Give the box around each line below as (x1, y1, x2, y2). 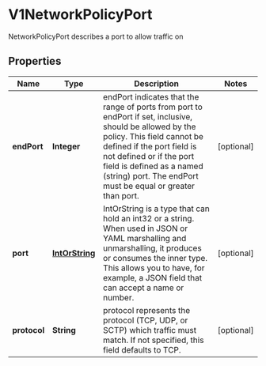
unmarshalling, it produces (102, 243, 202, 254)
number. (102, 292, 135, 303)
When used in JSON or (102, 223, 188, 234)
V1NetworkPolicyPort (8, 6, 153, 24)
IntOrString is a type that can (102, 203, 210, 214)
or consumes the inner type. (102, 252, 208, 263)
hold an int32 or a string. (102, 213, 195, 224)
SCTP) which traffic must (102, 324, 196, 335)
